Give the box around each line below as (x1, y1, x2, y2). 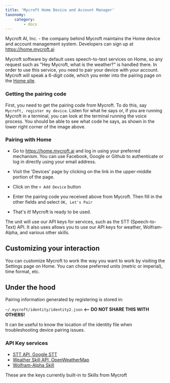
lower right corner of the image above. (5, 123, 86, 130)
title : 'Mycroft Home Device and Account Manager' (5, 7, 115, 13)
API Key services (5, 340, 48, 347)
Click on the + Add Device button (12, 183, 81, 189)
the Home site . (5, 78, 36, 84)
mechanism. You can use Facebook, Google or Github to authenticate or (12, 153, 164, 159)
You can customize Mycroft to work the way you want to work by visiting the (5, 258, 165, 264)
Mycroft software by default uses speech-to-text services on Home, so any (5, 56, 163, 62)
